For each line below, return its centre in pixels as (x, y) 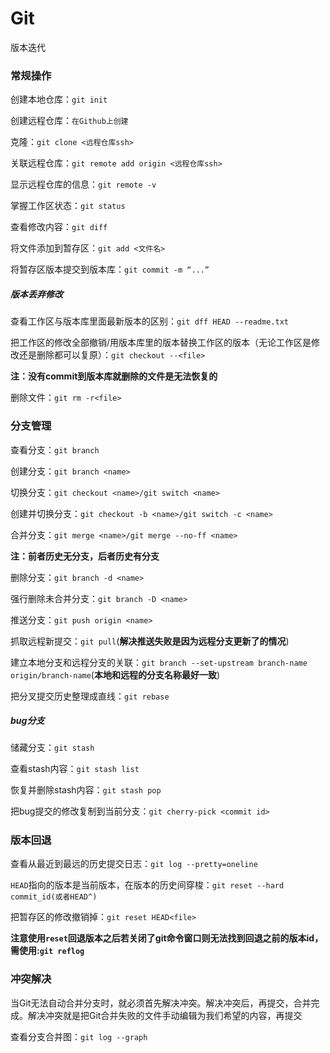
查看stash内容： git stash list (75, 769)
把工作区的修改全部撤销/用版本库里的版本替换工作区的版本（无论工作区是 (161, 343)
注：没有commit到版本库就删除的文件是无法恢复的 (114, 376)
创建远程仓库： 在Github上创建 (69, 121)
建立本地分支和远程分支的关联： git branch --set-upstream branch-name (159, 662)
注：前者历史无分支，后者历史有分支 (85, 556)
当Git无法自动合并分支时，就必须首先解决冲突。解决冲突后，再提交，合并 (161, 1003)
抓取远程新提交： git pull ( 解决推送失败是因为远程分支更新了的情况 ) (150, 641)
